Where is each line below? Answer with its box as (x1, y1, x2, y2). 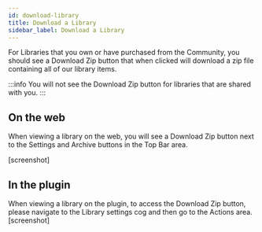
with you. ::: (8, 88, 46, 98)
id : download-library (8, 11, 79, 20)
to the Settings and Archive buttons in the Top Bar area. (8, 140, 188, 149)
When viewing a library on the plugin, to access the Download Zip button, (8, 199, 246, 208)
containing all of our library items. (8, 64, 117, 74)
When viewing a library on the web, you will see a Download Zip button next (8, 131, 254, 142)
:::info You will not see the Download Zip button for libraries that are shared (8, 79, 252, 89)
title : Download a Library (8, 19, 97, 27)
